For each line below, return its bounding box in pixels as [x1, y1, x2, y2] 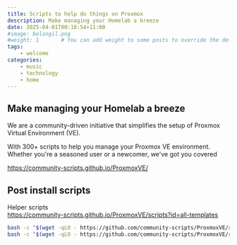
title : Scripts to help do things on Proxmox [7, 10, 143, 18]
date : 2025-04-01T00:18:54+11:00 [7, 23, 106, 30]
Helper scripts [7, 203, 49, 211]
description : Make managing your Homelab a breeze [7, 17, 159, 24]
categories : [7, 57, 42, 64]
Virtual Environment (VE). [7, 129, 81, 137]
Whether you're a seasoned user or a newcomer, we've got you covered [7, 150, 217, 159]
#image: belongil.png [7, 30, 71, 38]
